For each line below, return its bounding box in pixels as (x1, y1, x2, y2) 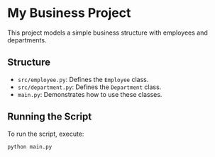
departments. (7, 35, 47, 44)
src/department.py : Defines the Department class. (17, 83, 162, 91)
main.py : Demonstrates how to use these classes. (17, 90, 162, 98)
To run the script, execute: (7, 129, 84, 138)
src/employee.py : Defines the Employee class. (17, 75, 149, 83)
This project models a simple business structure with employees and (7, 28, 208, 37)
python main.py (7, 143, 53, 150)
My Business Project (7, 5, 131, 21)
